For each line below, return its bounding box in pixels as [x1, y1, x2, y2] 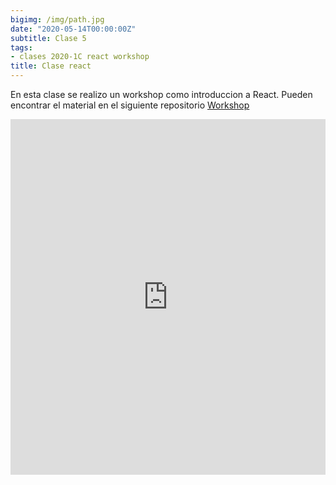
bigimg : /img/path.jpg [10, 14, 105, 25]
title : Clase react [10, 61, 92, 71]
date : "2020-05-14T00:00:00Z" [10, 24, 137, 34]
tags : [10, 42, 33, 53]
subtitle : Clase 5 [10, 33, 87, 43]
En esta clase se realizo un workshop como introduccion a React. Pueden [10, 89, 313, 100]
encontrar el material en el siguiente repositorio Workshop [10, 99, 250, 111]
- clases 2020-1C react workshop [10, 52, 150, 62]
